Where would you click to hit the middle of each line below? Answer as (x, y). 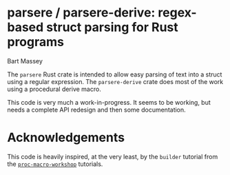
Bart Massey (25, 61)
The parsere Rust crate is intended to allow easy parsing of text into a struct (115, 74)
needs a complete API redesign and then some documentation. (96, 110)
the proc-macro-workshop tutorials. (55, 164)
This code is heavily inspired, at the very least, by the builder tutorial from (113, 156)
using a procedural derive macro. (54, 89)
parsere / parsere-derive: (81, 13)
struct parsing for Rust (112, 27)
